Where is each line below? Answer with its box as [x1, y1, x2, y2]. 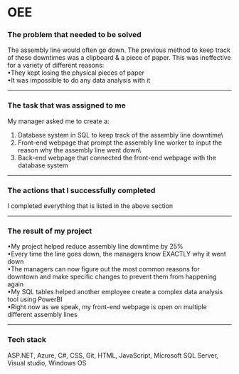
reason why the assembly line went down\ [17, 145, 142, 154]
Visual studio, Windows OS [7, 358, 87, 367]
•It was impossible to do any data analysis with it [7, 76, 151, 85]
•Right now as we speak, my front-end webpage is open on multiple [7, 303, 208, 311]
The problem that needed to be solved [7, 30, 142, 40]
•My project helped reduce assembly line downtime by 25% [7, 242, 184, 251]
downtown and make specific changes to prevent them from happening [7, 272, 217, 281]
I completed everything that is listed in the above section [7, 202, 174, 210]
